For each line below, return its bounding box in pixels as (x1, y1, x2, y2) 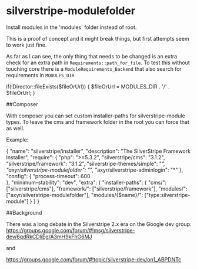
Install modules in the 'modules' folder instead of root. (6, 24, 137, 31)
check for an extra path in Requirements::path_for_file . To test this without (6, 59, 190, 66)
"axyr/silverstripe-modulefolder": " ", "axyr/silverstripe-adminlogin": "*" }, (6, 166, 183, 173)
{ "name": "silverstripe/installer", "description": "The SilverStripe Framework (6, 147, 191, 155)
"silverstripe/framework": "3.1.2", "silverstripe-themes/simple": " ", (6, 160, 166, 167)
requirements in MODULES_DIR (6, 71, 75, 78)
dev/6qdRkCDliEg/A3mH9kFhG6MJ (6, 233, 92, 240)
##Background (6, 209, 42, 216)
